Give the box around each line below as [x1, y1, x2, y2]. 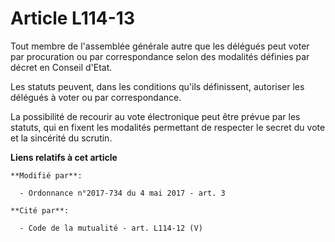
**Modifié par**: [10, 170, 83, 181]
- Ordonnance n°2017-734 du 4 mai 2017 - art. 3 [19, 188, 226, 198]
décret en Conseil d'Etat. [10, 61, 113, 73]
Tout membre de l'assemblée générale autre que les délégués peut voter [10, 40, 310, 52]
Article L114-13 [10, 7, 135, 30]
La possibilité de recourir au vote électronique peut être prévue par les [10, 110, 301, 122]
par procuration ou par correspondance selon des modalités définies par [10, 50, 310, 62]
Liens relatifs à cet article [10, 151, 118, 163]
